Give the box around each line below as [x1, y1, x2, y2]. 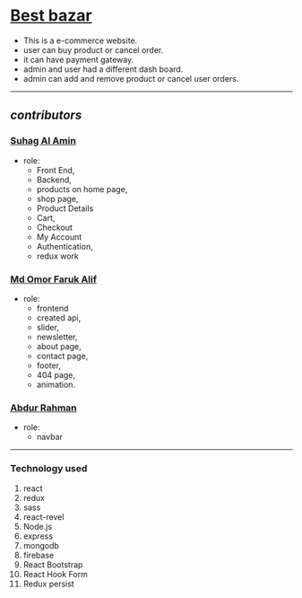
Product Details [36, 203, 94, 214]
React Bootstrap [22, 558, 83, 570]
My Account [36, 231, 82, 242]
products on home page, [36, 183, 128, 194]
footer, [36, 360, 62, 371]
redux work [36, 251, 79, 261]
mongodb [22, 540, 59, 550]
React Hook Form [22, 568, 88, 579]
